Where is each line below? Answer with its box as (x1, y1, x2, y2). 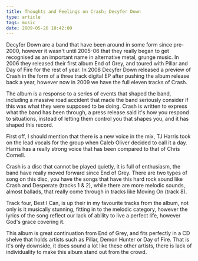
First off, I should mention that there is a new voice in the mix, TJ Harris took (6, 133, 191, 140)
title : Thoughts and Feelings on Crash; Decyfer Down (6, 8, 141, 15)
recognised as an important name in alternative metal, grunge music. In (6, 54, 179, 61)
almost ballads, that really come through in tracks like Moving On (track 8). (6, 188, 187, 195)
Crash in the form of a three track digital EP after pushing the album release (6, 72, 190, 80)
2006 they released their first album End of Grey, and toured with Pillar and (6, 60, 189, 67)
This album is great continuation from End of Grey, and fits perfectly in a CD (6, 230, 190, 237)
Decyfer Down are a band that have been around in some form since (6, 41, 173, 48)
